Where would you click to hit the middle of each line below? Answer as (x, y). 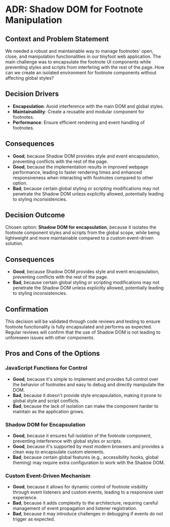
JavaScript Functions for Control (46, 368)
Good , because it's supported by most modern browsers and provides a (88, 447)
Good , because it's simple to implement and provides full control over (86, 379)
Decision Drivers (32, 94)
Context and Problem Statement (57, 39)
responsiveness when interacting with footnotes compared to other (83, 177)
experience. (25, 498)
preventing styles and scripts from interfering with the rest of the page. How (85, 67)
